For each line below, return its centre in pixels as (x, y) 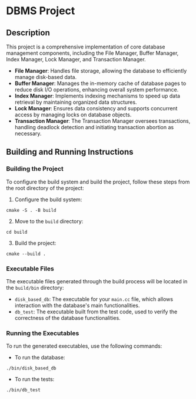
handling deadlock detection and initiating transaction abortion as (94, 127)
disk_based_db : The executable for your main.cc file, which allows (94, 299)
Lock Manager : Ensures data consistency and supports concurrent (96, 108)
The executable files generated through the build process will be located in (97, 281)
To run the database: (40, 358)
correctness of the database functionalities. (67, 318)
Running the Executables (43, 333)
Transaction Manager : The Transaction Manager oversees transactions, (102, 121)
